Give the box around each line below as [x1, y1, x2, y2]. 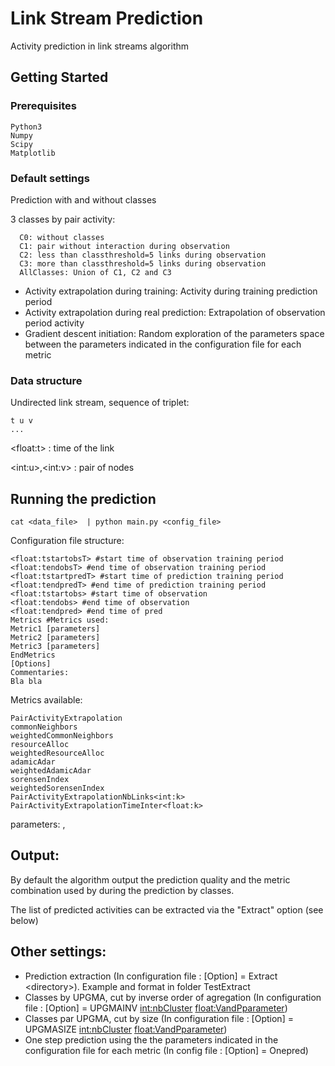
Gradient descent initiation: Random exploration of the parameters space [24, 327, 325, 339]
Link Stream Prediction [10, 7, 204, 30]
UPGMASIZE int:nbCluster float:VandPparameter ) [24, 1023, 228, 1035]
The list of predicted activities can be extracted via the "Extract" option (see [10, 903, 324, 916]
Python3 [10, 122, 43, 132]
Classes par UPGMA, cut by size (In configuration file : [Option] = [24, 1012, 294, 1024]
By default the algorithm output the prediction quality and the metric [10, 873, 291, 886]
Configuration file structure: [10, 535, 125, 547]
